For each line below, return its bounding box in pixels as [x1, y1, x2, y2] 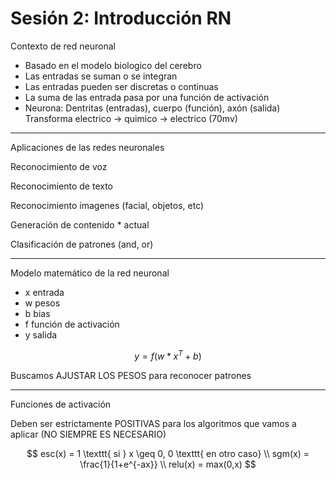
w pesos [24, 297, 61, 309]
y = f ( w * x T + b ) [134, 348, 202, 362]
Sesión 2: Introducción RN [10, 7, 232, 30]
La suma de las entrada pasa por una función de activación [24, 91, 270, 103]
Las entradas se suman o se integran [24, 70, 178, 82]
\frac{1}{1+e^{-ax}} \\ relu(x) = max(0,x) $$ [79, 458, 257, 470]
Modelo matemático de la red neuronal [10, 267, 170, 279]
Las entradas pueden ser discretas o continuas [24, 80, 219, 92]
